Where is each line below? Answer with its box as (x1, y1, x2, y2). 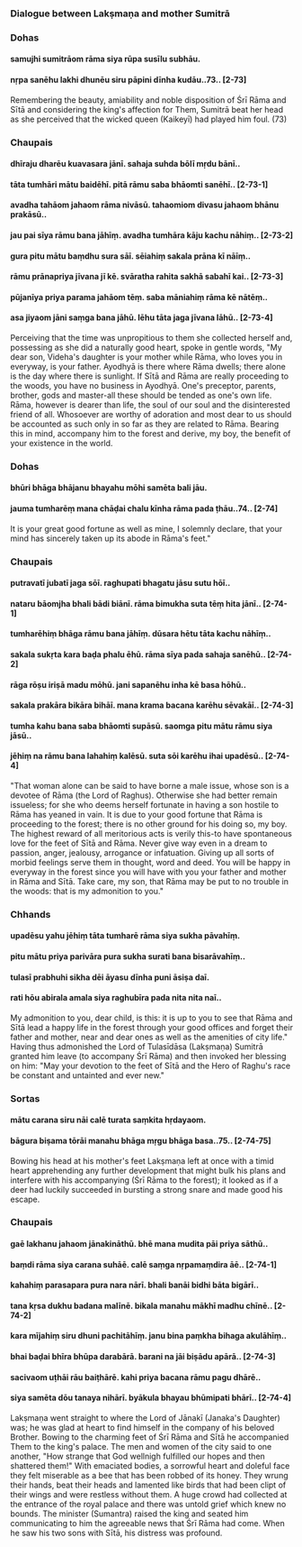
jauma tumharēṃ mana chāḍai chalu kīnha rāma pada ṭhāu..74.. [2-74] (10, 503, 279, 514)
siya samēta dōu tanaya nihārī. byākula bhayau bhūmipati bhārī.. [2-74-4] (10, 1392, 291, 1404)
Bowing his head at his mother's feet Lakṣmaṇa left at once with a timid (10, 1155, 274, 1166)
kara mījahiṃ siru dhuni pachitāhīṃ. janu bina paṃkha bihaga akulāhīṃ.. (10, 1331, 287, 1341)
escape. (10, 1194, 40, 1204)
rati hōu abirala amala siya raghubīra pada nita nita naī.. (10, 993, 222, 1003)
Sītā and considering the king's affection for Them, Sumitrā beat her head (10, 104, 284, 114)
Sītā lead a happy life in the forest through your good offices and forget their (10, 1021, 293, 1032)
